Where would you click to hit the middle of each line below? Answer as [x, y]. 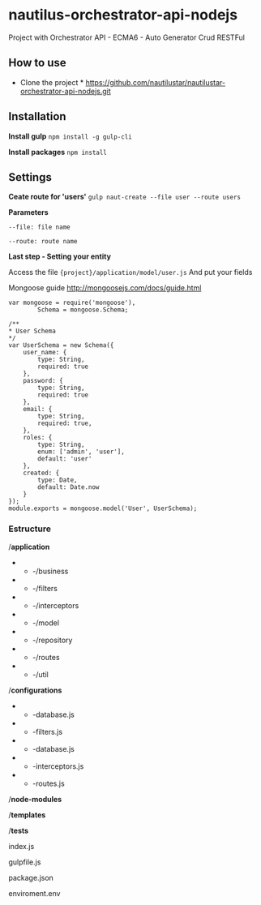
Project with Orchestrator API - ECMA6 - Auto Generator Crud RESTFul [127, 37]
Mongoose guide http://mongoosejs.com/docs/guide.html [105, 288]
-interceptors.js [58, 766]
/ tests [19, 830]
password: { [43, 381]
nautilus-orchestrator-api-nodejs [123, 15]
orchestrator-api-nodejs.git [65, 91]
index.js [21, 846]
